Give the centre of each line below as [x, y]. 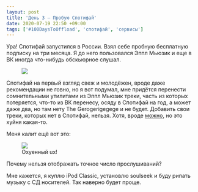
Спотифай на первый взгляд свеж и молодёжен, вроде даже [86, 83]
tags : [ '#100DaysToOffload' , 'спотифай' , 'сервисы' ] [75, 29]
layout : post [23, 12]
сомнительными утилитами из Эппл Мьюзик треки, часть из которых [97, 96]
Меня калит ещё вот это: [39, 134]
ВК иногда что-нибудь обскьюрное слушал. [64, 60]
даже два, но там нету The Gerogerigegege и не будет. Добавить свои [98, 109]
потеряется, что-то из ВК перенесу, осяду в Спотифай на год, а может [99, 102]
